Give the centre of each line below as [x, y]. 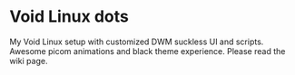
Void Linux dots [69, 17]
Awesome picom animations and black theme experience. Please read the [147, 51]
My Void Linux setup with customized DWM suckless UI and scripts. [137, 42]
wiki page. [29, 61]
